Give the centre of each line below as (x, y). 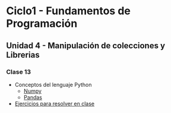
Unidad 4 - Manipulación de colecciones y (85, 45)
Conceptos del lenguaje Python (53, 84)
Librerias (23, 55)
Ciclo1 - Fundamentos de (68, 11)
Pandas (33, 97)
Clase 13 (19, 71)
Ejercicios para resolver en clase (55, 103)
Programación (42, 23)
